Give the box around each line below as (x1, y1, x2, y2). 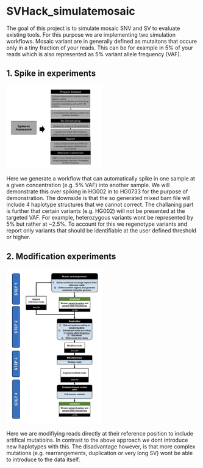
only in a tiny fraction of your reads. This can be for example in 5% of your (6, 44, 193, 51)
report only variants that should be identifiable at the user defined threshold (6, 227, 197, 234)
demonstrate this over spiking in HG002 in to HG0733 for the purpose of (6, 188, 188, 195)
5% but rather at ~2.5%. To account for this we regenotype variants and (6, 220, 188, 228)
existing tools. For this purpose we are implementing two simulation (6, 31, 176, 38)
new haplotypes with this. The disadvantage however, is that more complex (6, 442, 196, 450)
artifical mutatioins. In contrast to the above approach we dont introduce (6, 436, 188, 444)
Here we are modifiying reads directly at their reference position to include (6, 429, 194, 437)
